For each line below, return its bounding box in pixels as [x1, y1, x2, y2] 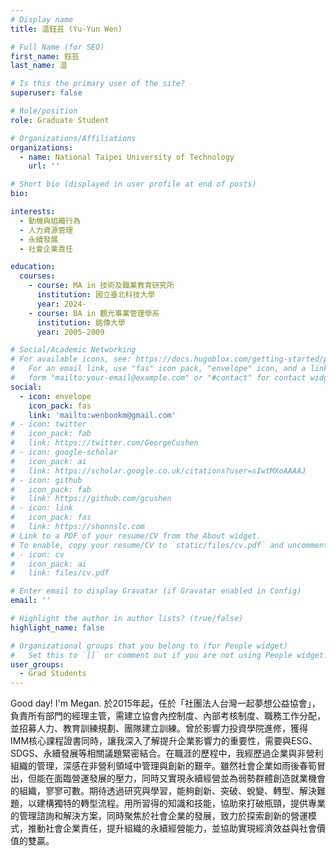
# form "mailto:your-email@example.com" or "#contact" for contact [10, 373, 307, 383]
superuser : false [10, 88, 83, 98]
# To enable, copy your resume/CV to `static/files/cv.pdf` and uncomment [10, 540, 329, 550]
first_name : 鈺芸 [10, 51, 80, 61]
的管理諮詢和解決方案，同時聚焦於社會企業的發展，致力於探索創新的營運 [10, 810, 308, 822]
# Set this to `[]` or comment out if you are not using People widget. [10, 650, 329, 660]
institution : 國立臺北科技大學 [36, 290, 156, 300]
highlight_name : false [10, 622, 105, 633]
